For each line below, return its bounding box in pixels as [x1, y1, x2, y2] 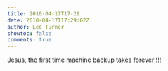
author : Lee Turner [7, 23, 65, 30]
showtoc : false [7, 30, 52, 37]
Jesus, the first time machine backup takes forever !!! [7, 56, 162, 64]
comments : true [7, 37, 52, 44]
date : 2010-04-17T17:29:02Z [7, 17, 90, 24]
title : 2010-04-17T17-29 [7, 10, 80, 18]
